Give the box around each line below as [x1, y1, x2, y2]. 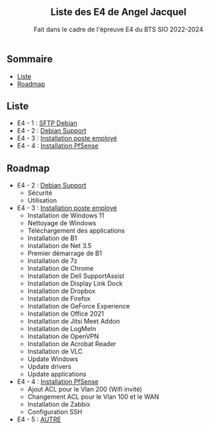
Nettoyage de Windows [27, 219, 96, 227]
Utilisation [27, 196, 57, 205]
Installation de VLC [27, 348, 83, 356]
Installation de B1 [27, 234, 77, 242]
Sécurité [27, 188, 52, 198]
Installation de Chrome [27, 264, 94, 273]
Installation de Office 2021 [27, 309, 104, 318]
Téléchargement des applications [27, 227, 126, 235]
